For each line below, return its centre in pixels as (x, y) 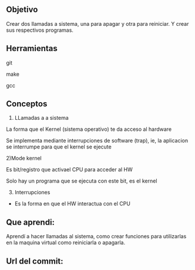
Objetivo (22, 10)
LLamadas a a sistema (41, 118)
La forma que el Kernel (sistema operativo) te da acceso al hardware (89, 129)
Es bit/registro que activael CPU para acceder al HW (70, 170)
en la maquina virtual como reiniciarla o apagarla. (65, 242)
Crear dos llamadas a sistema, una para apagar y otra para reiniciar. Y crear (97, 23)
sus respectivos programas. (40, 30)
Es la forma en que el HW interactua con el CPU (73, 204)
